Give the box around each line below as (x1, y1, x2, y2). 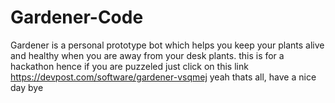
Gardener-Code (10, 6, 144, 29)
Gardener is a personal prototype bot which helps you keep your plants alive (10, 39, 325, 51)
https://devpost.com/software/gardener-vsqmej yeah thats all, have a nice (10, 71, 317, 83)
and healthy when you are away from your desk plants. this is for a (10, 49, 285, 61)
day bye (10, 81, 44, 93)
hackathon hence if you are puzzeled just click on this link (10, 60, 249, 72)
